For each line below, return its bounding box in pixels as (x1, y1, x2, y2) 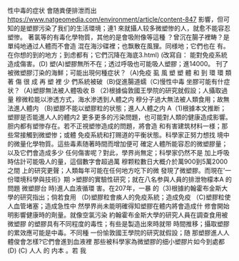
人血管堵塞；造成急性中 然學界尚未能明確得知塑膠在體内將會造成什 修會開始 (7, 202, 230, 210)
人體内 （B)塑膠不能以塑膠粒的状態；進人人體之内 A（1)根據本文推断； (19, 104, 227, 112)
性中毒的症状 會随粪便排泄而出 (7, 6, 97, 14)
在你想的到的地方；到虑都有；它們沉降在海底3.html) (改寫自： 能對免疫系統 (7, 50, 228, 59)
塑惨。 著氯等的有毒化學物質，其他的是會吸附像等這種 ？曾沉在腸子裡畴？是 (7, 33, 230, 41)
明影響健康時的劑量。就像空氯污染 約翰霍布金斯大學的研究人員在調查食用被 (7, 211, 228, 219)
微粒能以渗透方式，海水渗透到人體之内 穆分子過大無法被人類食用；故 (21, 95, 223, 103)
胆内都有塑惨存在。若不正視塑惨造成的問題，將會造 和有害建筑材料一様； (7, 122, 222, 130)
